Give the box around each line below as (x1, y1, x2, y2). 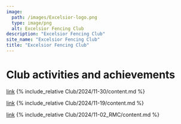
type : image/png (11, 20, 52, 26)
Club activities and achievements (6, 68, 176, 81)
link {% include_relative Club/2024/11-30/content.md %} (6, 87, 145, 95)
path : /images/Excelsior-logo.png (11, 14, 97, 20)
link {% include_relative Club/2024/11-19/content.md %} (6, 99, 145, 107)
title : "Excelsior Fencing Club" (6, 43, 90, 49)
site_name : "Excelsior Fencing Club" (6, 37, 100, 43)
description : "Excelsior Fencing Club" (6, 31, 106, 37)
